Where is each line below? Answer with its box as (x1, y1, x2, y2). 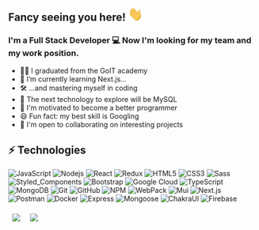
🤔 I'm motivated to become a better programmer (19, 103, 178, 112)
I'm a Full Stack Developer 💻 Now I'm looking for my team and (8, 35, 252, 46)
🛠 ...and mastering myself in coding (19, 83, 138, 92)
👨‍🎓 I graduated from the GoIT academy (19, 66, 148, 75)
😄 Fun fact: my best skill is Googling (19, 111, 139, 121)
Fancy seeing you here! (8, 11, 127, 25)
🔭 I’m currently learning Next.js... (19, 74, 127, 84)
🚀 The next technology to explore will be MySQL (19, 94, 177, 104)
